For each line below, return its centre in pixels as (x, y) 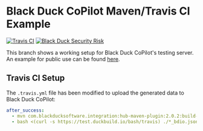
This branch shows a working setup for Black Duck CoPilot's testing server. (100, 52)
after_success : (25, 110)
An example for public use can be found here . (63, 59)
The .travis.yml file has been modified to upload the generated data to (95, 93)
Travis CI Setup (36, 78)
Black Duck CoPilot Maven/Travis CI (98, 11)
